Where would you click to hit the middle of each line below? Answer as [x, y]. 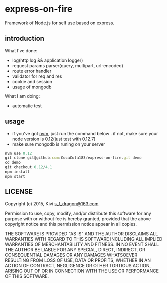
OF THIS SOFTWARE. [27, 276]
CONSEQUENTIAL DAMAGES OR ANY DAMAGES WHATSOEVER [71, 255]
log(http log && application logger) [48, 60]
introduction [25, 39]
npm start [15, 176]
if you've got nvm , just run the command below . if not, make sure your [85, 133]
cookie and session [32, 81]
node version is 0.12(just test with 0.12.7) [54, 139]
